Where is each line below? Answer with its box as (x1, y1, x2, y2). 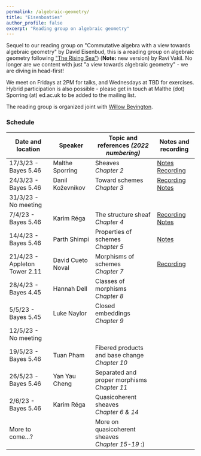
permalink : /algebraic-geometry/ (6, 8, 90, 15)
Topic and (108, 133, 138, 142)
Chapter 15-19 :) (95, 440, 145, 448)
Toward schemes (95, 176, 144, 184)
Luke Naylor (53, 309, 87, 317)
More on (95, 417, 119, 425)
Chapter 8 (95, 291, 124, 300)
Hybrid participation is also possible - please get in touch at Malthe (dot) (6, 85, 185, 93)
